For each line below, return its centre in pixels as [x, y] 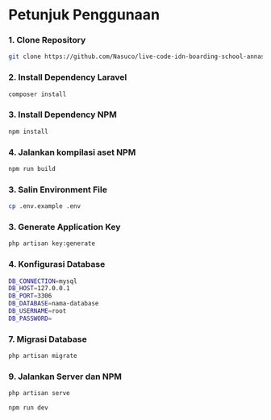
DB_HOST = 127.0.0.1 [39, 289]
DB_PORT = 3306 [30, 296]
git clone [25, 57]
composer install [38, 94]
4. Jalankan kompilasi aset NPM [72, 152]
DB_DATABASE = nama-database [54, 304]
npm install [28, 131]
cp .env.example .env [45, 206]
